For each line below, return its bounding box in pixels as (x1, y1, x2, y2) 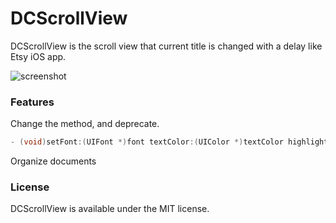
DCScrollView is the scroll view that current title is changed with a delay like (10, 40, 323, 52)
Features (10, 95, 55, 109)
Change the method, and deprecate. (10, 118, 160, 130)
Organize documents (10, 155, 97, 167)
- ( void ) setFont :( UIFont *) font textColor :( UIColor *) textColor (10, 137, 284, 147)
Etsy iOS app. (10, 50, 67, 62)
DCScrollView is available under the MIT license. (10, 203, 210, 215)
